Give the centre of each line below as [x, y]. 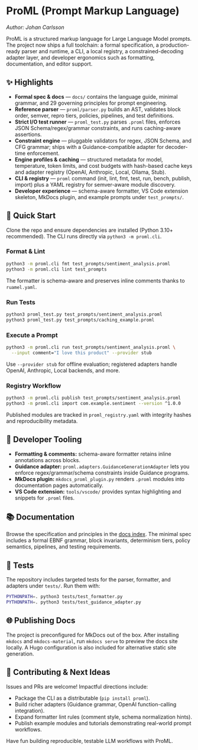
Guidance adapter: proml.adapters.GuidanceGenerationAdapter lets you [102, 466]
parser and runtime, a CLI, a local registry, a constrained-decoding [103, 51]
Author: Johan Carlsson [35, 27]
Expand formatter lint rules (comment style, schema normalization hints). [103, 717]
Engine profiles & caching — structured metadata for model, [89, 159]
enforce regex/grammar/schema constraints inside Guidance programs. [102, 473]
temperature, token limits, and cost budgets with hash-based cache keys [103, 165]
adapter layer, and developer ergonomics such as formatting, [80, 57]
